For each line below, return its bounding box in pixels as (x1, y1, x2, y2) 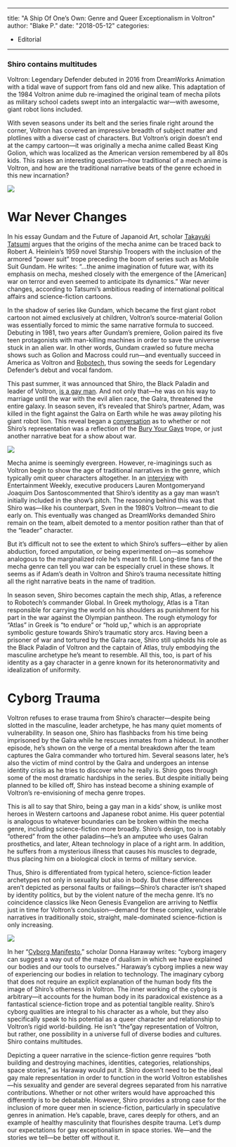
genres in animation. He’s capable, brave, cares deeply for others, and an (7, 1111, 219, 1120)
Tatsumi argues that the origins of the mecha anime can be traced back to (7, 240, 221, 249)
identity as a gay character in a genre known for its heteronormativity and (7, 658, 220, 666)
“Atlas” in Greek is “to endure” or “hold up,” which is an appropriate (7, 621, 202, 629)
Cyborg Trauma (7, 690, 100, 707)
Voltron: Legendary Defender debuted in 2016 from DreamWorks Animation (7, 75, 225, 84)
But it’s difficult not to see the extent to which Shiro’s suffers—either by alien (7, 540, 228, 548)
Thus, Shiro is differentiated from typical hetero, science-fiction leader (7, 868, 211, 877)
